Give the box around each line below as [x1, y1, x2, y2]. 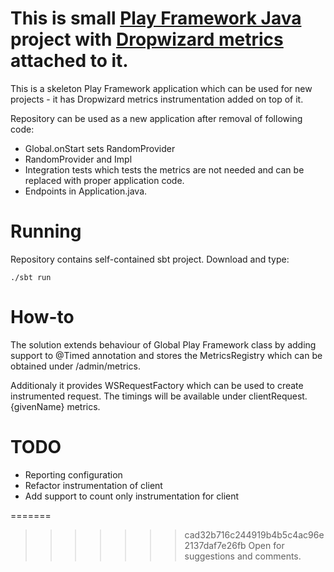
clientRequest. [248, 390, 308, 402]
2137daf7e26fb [184, 539, 247, 551]
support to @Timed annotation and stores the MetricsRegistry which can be [10, 349, 323, 361]
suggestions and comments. [184, 550, 302, 562]
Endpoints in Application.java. [24, 185, 148, 197]
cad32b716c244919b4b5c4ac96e [184, 528, 325, 541]
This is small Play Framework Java [10, 7, 302, 30]
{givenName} [10, 400, 65, 412]
